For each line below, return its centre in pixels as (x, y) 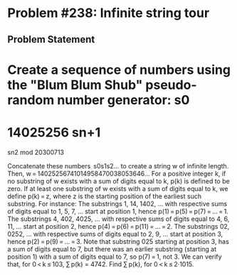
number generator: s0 (123, 100)
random (31, 100)
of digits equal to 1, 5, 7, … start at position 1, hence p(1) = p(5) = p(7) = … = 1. (118, 211)
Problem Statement (51, 39)
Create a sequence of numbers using (119, 70)
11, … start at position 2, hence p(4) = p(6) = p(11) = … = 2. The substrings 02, (118, 226)
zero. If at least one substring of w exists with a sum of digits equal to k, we (118, 188)
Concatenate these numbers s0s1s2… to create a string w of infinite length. (118, 166)
